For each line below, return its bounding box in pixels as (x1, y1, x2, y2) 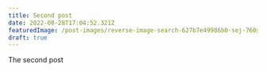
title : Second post (8, 11, 73, 20)
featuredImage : (8, 26, 59, 34)
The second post (8, 55, 64, 65)
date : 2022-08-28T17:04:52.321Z (8, 19, 115, 27)
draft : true (8, 33, 47, 42)
